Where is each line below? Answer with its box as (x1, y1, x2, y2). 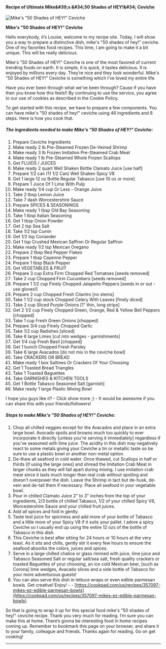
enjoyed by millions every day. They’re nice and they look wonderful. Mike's (5, 70, 160, 76)
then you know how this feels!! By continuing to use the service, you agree (5, 90, 157, 96)
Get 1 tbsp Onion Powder (12, 218, 64, 224)
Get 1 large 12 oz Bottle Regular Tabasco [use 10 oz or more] (12, 176, 135, 182)
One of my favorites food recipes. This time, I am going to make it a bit (5, 44, 148, 50)
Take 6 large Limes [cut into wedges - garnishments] (12, 334, 120, 340)
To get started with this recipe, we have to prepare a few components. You (5, 105, 157, 111)
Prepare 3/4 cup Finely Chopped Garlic (12, 323, 93, 329)
